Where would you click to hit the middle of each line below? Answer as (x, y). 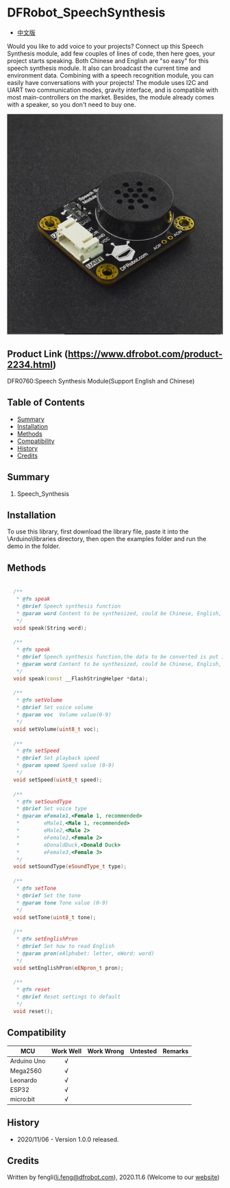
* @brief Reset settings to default (68, 997)
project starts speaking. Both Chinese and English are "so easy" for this (108, 60)
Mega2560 (26, 1071)
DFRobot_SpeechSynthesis (86, 13)
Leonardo (24, 1080)
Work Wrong (106, 1052)
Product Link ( (38, 354)
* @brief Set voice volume (55, 708)
